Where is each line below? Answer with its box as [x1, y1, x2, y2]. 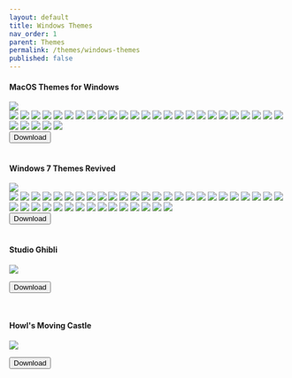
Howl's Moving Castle [9, 320, 92, 331]
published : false [9, 54, 73, 63]
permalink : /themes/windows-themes [9, 46, 141, 55]
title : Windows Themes [9, 21, 93, 30]
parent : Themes [9, 37, 65, 47]
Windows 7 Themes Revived [9, 163, 117, 174]
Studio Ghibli [9, 244, 58, 255]
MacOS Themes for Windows [9, 81, 119, 92]
